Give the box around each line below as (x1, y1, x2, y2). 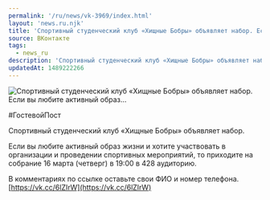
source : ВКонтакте (8, 34, 70, 43)
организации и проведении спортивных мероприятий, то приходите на (8, 149, 253, 159)
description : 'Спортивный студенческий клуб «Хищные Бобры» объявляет (8, 57, 250, 65)
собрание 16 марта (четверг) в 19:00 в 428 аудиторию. (8, 158, 197, 168)
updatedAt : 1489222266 (8, 64, 84, 72)
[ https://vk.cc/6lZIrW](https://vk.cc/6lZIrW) (8, 182, 152, 192)
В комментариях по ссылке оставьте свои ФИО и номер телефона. (8, 173, 239, 183)
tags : (8, 42, 27, 50)
